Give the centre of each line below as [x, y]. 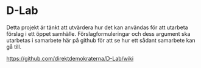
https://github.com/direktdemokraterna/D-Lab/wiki [70, 58]
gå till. [14, 47]
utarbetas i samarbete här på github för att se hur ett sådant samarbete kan [101, 40]
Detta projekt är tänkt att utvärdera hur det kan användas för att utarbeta [97, 27]
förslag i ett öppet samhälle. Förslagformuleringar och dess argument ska [98, 33]
